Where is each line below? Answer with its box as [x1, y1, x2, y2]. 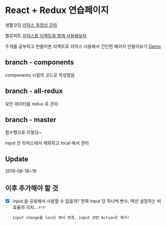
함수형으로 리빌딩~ [5, 129, 42, 135]
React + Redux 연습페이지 [5, 4, 109, 16]
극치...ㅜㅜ [25, 204, 46, 210]
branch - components [5, 58, 74, 66]
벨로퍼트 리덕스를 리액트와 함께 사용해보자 [5, 32, 87, 38]
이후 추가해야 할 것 [5, 183, 58, 192]
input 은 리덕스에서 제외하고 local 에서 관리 [5, 140, 89, 146]
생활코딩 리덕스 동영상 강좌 [5, 22, 57, 28]
